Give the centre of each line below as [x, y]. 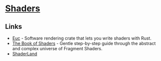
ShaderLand [25, 54]
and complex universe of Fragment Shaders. [57, 49]
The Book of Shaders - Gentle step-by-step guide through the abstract [84, 43]
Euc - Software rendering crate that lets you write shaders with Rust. [82, 38]
